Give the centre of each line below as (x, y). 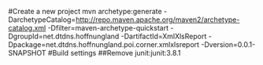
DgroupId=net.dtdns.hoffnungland (64, 36)
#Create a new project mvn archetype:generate (85, 11)
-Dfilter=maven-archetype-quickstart (108, 28)
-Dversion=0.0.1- (228, 45)
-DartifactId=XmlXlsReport (164, 36)
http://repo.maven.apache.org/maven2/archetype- (158, 20)
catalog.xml (27, 28)
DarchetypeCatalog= (42, 20)
